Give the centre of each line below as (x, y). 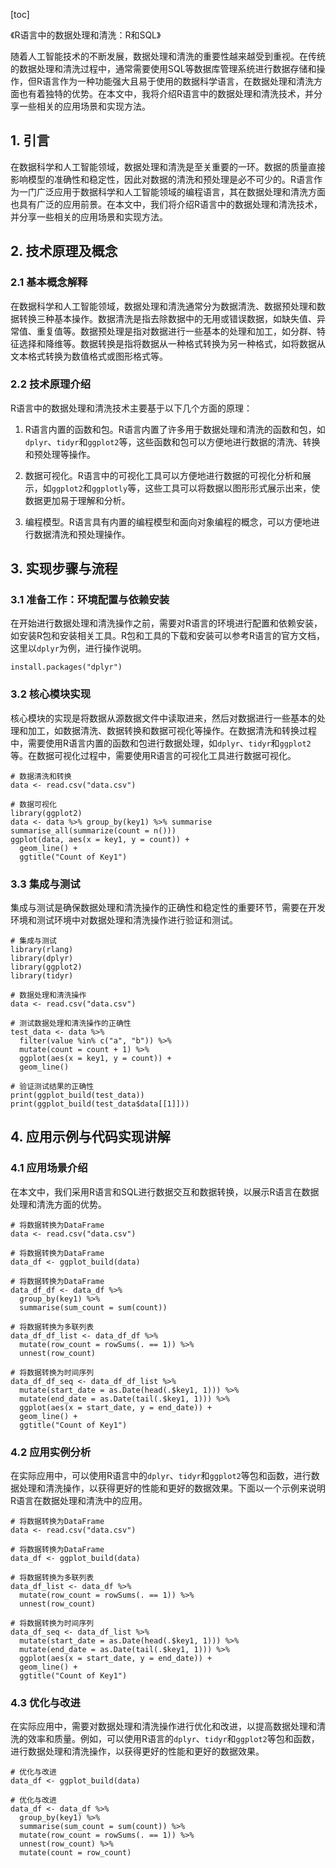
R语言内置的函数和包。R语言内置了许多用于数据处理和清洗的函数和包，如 (175, 429)
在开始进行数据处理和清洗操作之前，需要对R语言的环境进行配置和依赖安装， (166, 623)
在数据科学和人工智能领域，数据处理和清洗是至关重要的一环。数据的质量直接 (168, 166)
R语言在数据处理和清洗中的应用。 (79, 1501)
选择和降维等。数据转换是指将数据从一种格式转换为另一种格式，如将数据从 (172, 343)
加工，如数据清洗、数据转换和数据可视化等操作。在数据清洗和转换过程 (172, 730)
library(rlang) (42, 950)
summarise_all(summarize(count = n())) (93, 830)
